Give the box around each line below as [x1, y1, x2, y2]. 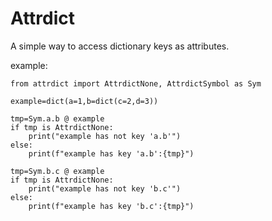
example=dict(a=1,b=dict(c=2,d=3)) [10, 96, 159, 106]
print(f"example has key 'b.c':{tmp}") [28, 201, 195, 211]
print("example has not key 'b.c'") [28, 183, 182, 194]
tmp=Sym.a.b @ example [10, 113, 105, 124]
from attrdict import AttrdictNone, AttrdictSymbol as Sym [10, 78, 262, 89]
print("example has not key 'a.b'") [28, 131, 182, 141]
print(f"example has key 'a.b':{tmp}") [28, 148, 195, 159]
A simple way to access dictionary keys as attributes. [10, 40, 230, 52]
